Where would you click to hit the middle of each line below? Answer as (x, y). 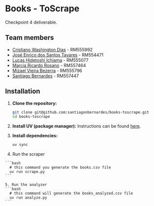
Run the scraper (29, 154)
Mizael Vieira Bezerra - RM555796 (47, 70)
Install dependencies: (35, 136)
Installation (23, 91)
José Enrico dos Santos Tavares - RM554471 (58, 55)
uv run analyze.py (29, 198)
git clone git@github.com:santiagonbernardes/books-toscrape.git (80, 112)
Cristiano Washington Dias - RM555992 (52, 49)
